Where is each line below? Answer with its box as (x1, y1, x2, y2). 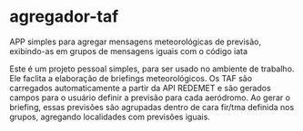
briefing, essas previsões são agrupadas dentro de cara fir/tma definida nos (9, 101, 295, 112)
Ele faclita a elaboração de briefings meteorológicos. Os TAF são (9, 72, 253, 83)
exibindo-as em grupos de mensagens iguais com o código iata (9, 45, 248, 56)
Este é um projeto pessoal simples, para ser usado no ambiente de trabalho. (9, 63, 295, 74)
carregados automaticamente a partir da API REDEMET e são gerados (9, 82, 271, 93)
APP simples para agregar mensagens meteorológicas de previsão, (9, 36, 262, 47)
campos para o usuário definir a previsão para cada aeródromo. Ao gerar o (9, 92, 291, 103)
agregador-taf (9, 6, 119, 27)
